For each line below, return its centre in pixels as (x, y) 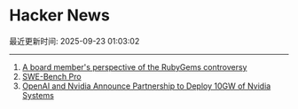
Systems (38, 95)
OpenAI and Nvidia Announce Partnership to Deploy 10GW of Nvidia (146, 86)
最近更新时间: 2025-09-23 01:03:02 (74, 41)
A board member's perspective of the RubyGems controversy (134, 66)
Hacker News (60, 16)
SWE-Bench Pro (51, 76)
